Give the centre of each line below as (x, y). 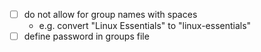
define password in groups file (86, 36)
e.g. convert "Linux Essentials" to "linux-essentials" (145, 26)
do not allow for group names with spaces (110, 14)
